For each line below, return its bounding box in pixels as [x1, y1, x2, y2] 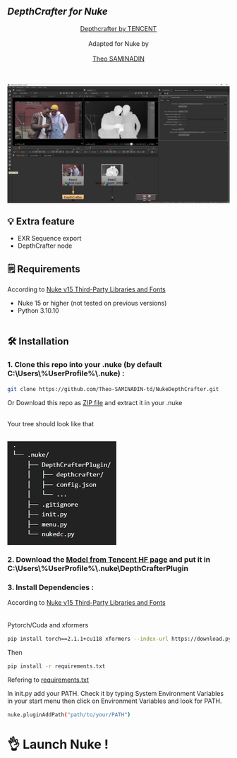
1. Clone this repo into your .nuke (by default [7, 360, 162, 370]
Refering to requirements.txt [7, 675, 90, 684]
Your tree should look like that [7, 419, 94, 428]
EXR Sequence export [17, 234, 82, 243]
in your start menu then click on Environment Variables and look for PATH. [7, 697, 222, 705]
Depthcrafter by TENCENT [80, 24, 157, 32]
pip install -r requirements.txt [7, 663, 106, 670]
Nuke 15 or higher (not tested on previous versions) [17, 299, 167, 308]
